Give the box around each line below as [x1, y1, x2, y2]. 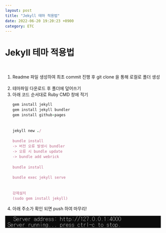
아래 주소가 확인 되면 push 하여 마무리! [12, 205, 87, 211]
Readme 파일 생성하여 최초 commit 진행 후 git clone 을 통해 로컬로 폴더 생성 [12, 74, 161, 80]
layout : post [5, 8, 32, 13]
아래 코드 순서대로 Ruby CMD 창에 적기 [12, 92, 88, 97]
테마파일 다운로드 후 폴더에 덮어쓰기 [12, 86, 82, 92]
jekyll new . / [12, 128, 41, 133]
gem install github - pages [12, 112, 66, 117]
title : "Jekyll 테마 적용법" [5, 13, 60, 18]
